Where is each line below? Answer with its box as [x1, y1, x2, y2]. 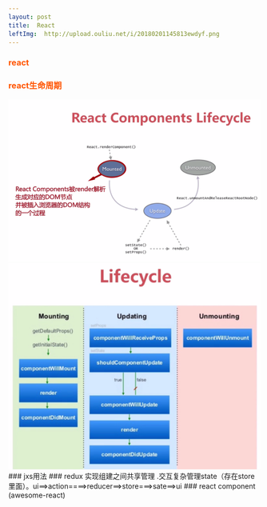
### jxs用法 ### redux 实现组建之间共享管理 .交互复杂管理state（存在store [8, 471, 255, 481]
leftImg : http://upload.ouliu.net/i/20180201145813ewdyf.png [8, 30, 220, 38]
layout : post [8, 13, 52, 21]
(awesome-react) [8, 490, 66, 500]
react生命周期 [8, 80, 62, 91]
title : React [8, 21, 56, 30]
